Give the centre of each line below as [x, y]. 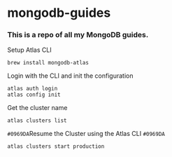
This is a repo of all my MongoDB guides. [78, 35]
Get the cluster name [37, 108]
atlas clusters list [37, 121]
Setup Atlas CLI [29, 50]
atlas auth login [33, 89]
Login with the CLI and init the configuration [70, 76]
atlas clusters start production [56, 146]
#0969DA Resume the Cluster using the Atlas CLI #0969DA [86, 134]
